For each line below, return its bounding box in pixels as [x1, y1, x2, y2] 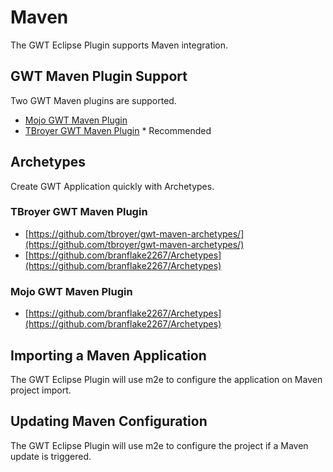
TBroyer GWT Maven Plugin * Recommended [24, 124, 212, 136]
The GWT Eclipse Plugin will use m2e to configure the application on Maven [10, 373, 323, 385]
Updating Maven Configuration [10, 413, 208, 430]
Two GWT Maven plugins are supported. [10, 94, 177, 106]
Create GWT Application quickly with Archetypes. [10, 180, 215, 192]
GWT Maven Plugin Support [10, 68, 188, 85]
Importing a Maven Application [10, 347, 207, 364]
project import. [10, 384, 72, 396]
